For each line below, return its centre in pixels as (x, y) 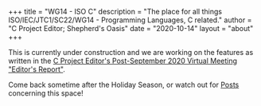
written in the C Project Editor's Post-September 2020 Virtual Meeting (123, 61)
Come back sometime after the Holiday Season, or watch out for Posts (124, 84)
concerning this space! (46, 93)
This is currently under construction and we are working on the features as (131, 52)
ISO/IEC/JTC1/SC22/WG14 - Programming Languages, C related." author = (130, 20)
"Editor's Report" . (37, 69)
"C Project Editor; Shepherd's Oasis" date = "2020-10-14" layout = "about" (131, 28)
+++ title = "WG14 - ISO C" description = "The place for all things (115, 12)
